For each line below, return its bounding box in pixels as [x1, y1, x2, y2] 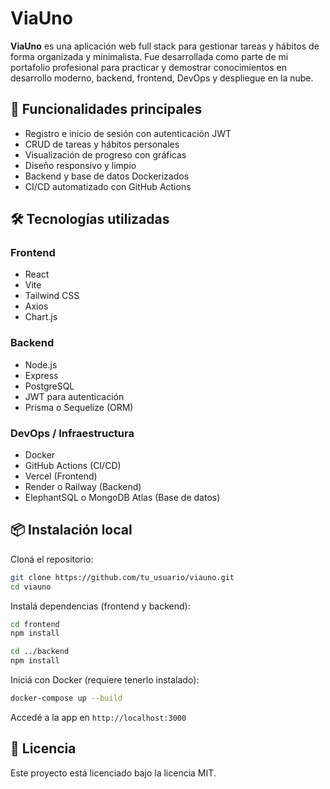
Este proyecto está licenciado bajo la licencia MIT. [10, 767, 217, 779]
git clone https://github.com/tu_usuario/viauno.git [10, 572, 235, 582]
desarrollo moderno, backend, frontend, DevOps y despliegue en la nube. [10, 72, 314, 84]
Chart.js [24, 311, 58, 323]
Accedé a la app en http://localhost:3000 [10, 711, 187, 723]
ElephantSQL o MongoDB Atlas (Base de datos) [24, 492, 221, 504]
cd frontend [10, 619, 60, 629]
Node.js [24, 358, 58, 371]
